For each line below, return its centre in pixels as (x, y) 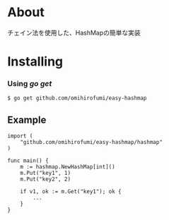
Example (27, 120)
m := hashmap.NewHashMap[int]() (68, 167)
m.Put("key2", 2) (46, 179)
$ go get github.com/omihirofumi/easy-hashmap (77, 98)
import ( (20, 136)
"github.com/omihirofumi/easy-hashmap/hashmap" (91, 142)
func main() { (28, 161)
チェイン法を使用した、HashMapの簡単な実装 (74, 32)
